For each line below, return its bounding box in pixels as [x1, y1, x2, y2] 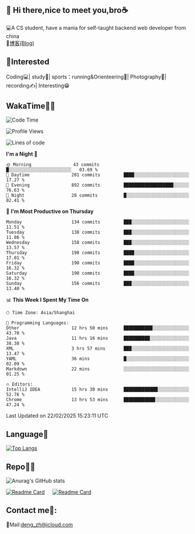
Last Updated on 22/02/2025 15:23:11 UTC [6, 412, 109, 419]
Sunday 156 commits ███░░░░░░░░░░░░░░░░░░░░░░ [6, 281, 190, 287]
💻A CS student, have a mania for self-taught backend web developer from [6, 24, 186, 31]
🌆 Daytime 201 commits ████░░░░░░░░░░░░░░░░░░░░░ [6, 172, 190, 178]
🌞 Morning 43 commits [6, 162, 100, 168]
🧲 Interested [6, 57, 50, 67]
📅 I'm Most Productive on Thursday [6, 208, 94, 215]
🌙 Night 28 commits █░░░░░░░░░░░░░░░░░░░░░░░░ [6, 192, 190, 198]
